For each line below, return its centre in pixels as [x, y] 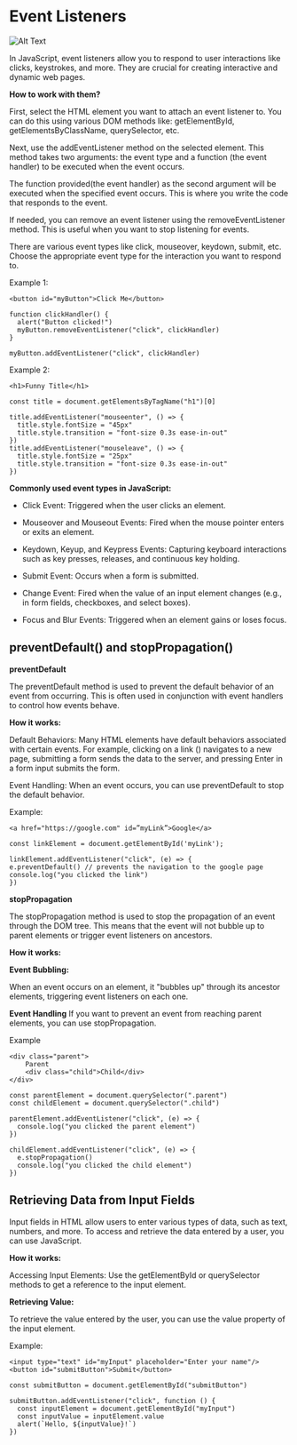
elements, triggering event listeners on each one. [99, 996]
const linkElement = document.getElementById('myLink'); [117, 843]
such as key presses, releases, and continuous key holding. [131, 558]
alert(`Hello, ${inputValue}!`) [77, 1424]
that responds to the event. [59, 203]
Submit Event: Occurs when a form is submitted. [110, 576]
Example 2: [30, 370]
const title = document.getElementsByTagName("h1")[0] [113, 402]
